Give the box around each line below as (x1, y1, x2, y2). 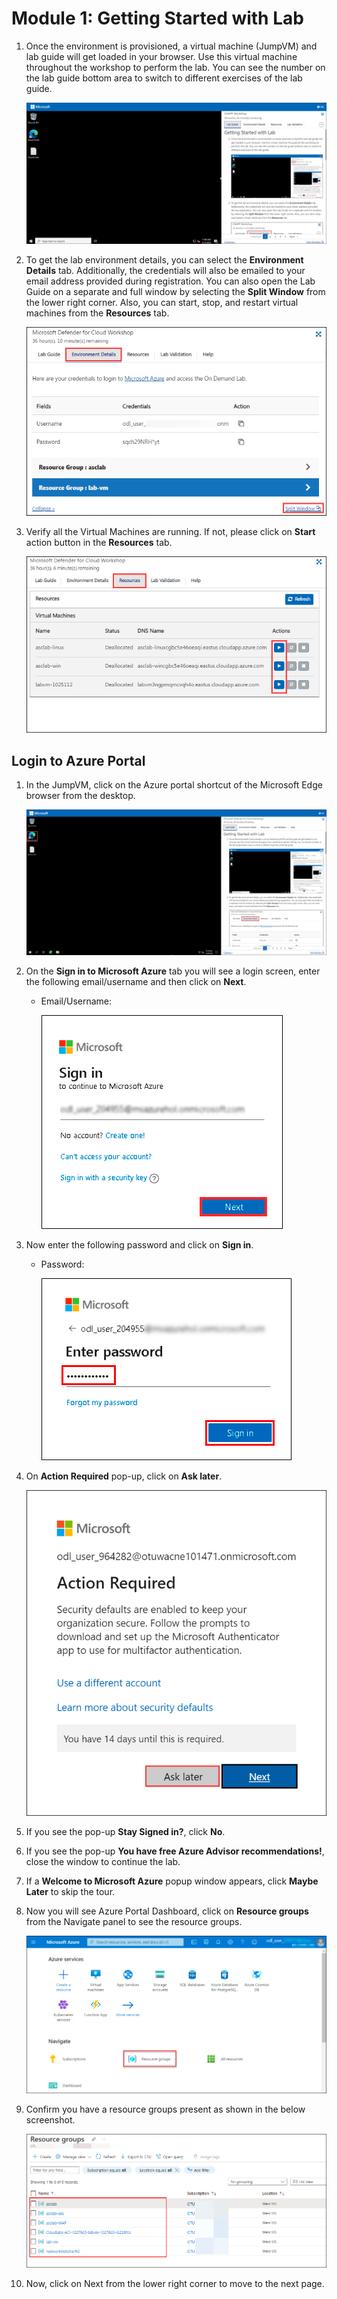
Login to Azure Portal (11, 752, 146, 769)
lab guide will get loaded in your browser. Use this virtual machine (25, 50, 298, 62)
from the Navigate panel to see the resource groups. (25, 1915, 243, 1927)
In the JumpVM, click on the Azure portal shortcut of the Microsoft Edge (25, 779, 323, 791)
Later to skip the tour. (25, 1885, 116, 1897)
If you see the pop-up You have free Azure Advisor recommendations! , (25, 1845, 325, 1857)
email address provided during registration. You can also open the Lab (25, 275, 316, 287)
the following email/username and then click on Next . (25, 975, 247, 987)
